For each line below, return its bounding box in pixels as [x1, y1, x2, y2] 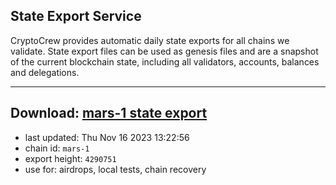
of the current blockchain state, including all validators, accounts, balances [10, 55, 320, 68]
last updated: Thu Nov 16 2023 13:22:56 [24, 131, 190, 143]
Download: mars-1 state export [10, 105, 208, 122]
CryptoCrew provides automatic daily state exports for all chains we [10, 34, 290, 46]
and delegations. [10, 66, 80, 78]
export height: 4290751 [24, 152, 117, 164]
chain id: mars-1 [24, 142, 90, 154]
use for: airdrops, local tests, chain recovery [24, 163, 207, 175]
